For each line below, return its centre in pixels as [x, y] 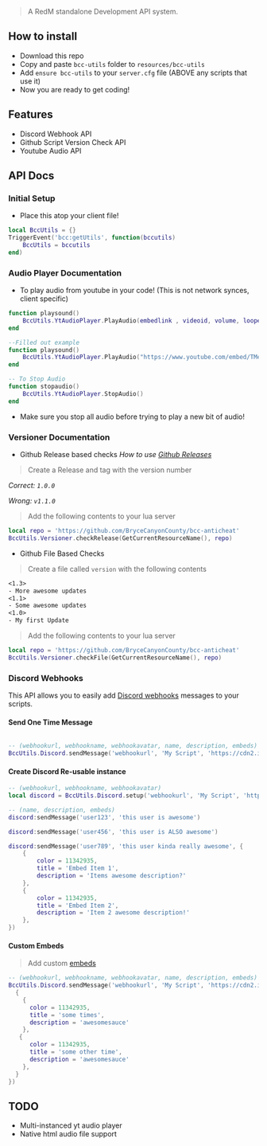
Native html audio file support [68, 1134]
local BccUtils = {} [43, 230]
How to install [43, 36]
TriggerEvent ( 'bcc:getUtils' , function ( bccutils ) [92, 238]
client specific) [44, 299]
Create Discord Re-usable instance [67, 771]
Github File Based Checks [62, 553]
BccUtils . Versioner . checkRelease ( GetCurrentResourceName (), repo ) [120, 538]
